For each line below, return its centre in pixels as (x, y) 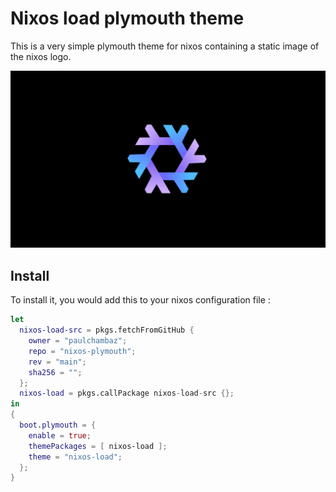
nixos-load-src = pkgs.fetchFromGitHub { (107, 330)
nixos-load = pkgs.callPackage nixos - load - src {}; (127, 393)
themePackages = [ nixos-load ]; (98, 446)
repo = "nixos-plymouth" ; (82, 351)
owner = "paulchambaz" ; (78, 341)
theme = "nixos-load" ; (75, 457)
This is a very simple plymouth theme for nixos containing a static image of (165, 46)
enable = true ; (60, 435)
